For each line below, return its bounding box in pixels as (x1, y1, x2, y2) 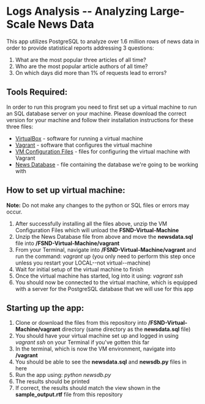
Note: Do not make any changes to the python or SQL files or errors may (6, 201, 190, 209)
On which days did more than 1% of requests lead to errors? (15, 69, 167, 76)
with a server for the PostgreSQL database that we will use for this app (15, 285, 194, 292)
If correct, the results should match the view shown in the (15, 384, 161, 392)
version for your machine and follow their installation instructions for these (6, 116, 194, 123)
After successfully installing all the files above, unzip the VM (15, 220, 167, 227)
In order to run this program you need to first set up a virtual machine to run (6, 103, 197, 111)
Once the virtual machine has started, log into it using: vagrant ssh (15, 272, 184, 279)
